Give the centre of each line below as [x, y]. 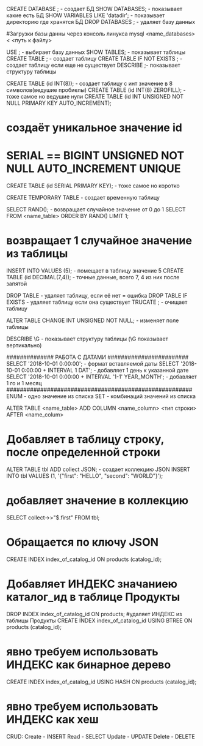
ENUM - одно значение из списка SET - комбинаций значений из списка [101, 396]
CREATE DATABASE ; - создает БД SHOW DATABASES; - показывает [94, 9]
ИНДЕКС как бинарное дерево [89, 665]
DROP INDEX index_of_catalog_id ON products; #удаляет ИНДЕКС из [94, 614]
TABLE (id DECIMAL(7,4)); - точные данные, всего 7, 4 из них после [93, 277]
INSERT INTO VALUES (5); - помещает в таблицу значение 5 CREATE [95, 271]
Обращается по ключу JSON [83, 542]
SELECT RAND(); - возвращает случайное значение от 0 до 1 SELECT [96, 209]
